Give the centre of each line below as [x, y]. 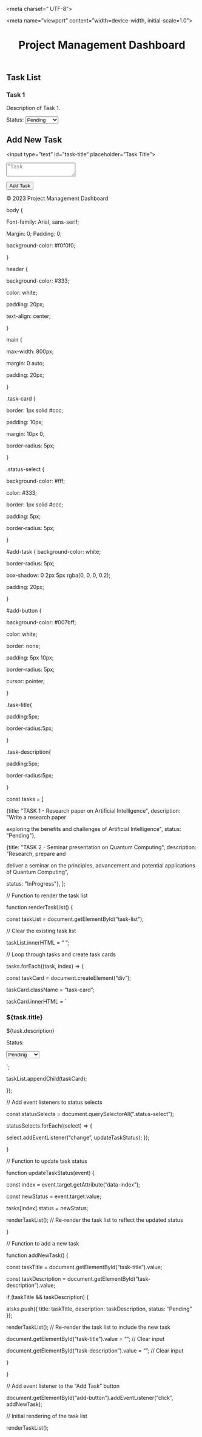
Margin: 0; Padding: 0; [34, 234]
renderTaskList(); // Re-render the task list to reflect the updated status [95, 1220]
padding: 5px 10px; [30, 658]
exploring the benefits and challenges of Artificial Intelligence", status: [94, 829]
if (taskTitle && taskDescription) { [48, 1297]
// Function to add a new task [43, 1243]
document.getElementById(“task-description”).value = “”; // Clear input [95, 1350]
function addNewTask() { [37, 1255]
